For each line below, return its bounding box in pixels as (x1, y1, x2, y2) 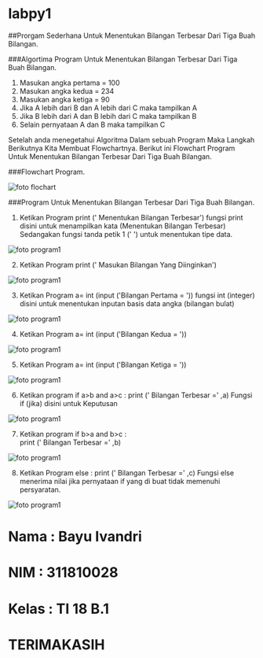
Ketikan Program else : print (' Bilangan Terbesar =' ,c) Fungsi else (19, 468, 234, 477)
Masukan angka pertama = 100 (19, 78, 120, 87)
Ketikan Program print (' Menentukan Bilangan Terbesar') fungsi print (19, 213, 243, 222)
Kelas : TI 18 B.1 (8, 600, 110, 618)
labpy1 (8, 5, 52, 23)
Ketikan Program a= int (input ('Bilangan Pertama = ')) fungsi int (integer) (19, 290, 255, 300)
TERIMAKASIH (8, 635, 105, 653)
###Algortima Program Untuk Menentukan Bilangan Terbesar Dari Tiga (8, 54, 238, 64)
